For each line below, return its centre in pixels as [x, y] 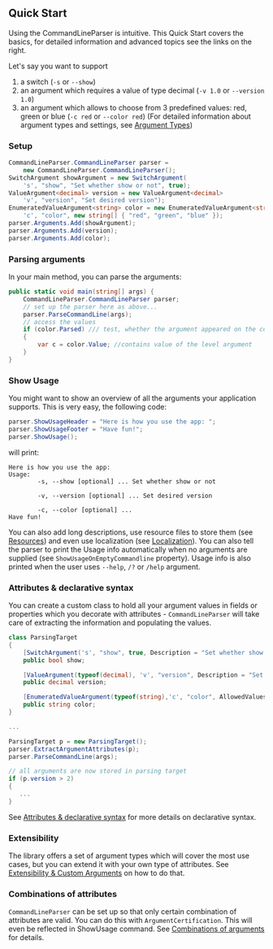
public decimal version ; [65, 682]
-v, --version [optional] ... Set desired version [125, 496]
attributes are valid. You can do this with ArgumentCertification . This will [130, 921]
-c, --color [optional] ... [85, 510]
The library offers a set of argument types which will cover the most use [129, 856]
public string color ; [59, 705]
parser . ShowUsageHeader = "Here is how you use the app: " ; [113, 422]
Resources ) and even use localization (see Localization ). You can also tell [131, 540]
